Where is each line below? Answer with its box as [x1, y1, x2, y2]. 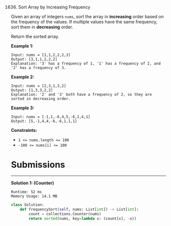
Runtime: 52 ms [11, 189, 42, 194]
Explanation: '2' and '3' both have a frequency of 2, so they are [11, 92, 152, 97]
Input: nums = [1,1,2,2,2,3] [11, 52, 71, 57]
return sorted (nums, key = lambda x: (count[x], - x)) [28, 216, 137, 221]
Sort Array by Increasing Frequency [18, 4, 90, 10]
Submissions [11, 159, 65, 171]
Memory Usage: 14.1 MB [11, 194, 57, 199]
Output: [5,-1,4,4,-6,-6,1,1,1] [11, 119, 77, 124]
